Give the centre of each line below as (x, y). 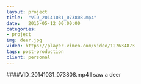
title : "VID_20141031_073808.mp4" (52, 18)
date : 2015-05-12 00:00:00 (43, 23)
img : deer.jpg (24, 40)
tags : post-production (35, 52)
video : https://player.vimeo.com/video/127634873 (71, 46)
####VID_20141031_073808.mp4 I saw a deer (64, 74)
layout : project (27, 12)
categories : (21, 29)
